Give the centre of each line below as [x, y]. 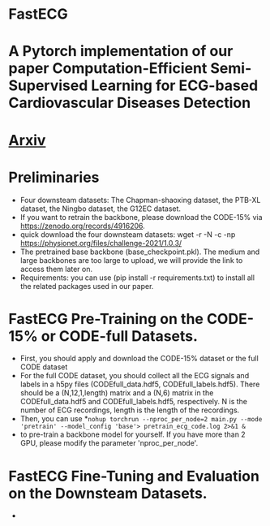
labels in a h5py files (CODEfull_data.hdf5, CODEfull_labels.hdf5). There [140, 384]
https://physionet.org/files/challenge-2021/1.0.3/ [101, 243]
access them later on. [56, 269]
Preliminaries [54, 177]
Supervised [48, 86]
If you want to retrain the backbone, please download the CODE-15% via [141, 217]
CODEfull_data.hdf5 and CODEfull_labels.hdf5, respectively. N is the [134, 402]
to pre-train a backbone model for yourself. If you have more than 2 [133, 434]
